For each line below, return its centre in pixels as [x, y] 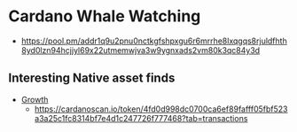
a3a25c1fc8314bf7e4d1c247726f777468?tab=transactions [141, 118]
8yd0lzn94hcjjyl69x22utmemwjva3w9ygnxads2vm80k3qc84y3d [141, 50]
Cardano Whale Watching [105, 16]
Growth [35, 99]
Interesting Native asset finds [92, 78]
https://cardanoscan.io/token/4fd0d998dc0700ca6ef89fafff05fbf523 [161, 109]
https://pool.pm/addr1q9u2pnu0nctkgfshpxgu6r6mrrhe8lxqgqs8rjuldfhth [154, 41]
